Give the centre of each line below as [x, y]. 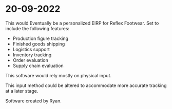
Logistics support [31, 49]
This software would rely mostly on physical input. [59, 75]
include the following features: [37, 28]
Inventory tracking [32, 55]
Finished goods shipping [39, 43]
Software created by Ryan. [33, 101]
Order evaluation [31, 60]
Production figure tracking [40, 38]
